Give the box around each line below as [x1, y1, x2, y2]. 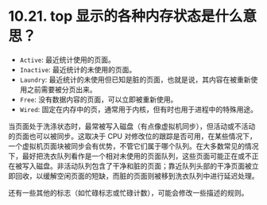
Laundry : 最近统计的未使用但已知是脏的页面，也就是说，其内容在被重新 [19, 75, 251, 84]
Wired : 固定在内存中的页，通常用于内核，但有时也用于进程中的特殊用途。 [19, 104, 258, 114]
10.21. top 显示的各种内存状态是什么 [8, 7, 243, 25]
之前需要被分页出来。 [26, 84, 97, 94]
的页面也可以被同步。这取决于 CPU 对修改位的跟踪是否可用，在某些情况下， [8, 131, 257, 141]
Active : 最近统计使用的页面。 [19, 55, 115, 64]
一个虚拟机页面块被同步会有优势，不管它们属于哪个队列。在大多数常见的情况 [8, 141, 259, 151]
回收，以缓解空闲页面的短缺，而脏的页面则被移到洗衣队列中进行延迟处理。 [14, 171, 259, 180]
